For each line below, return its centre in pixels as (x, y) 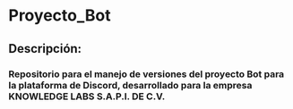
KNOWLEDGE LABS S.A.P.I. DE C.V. (87, 96)
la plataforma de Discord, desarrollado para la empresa (130, 85)
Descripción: (45, 49)
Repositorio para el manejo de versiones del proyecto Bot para (146, 74)
